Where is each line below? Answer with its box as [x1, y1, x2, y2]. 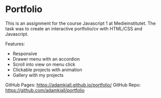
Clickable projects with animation [12, 67, 82, 73]
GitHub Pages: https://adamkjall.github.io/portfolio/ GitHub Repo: [5, 82, 141, 88]
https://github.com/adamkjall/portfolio [5, 87, 85, 93]
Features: [5, 40, 25, 46]
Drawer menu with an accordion [12, 56, 80, 62]
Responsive [12, 51, 37, 57]
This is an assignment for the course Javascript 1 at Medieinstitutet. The [5, 20, 156, 26]
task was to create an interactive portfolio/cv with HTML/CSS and [5, 25, 142, 31]
